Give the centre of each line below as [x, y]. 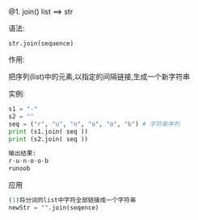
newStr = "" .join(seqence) [54, 208]
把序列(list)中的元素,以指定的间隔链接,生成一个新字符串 [99, 77]
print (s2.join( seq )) [48, 139]
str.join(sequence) [41, 44]
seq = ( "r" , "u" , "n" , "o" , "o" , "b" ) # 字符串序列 [94, 124]
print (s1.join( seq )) [48, 131]
